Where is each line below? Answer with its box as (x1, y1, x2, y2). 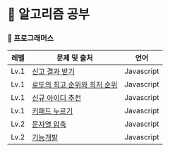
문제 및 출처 (56, 53, 93, 63)
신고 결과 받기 (31, 67, 75, 77)
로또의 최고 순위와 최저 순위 (31, 80, 118, 90)
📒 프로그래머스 (7, 33, 54, 43)
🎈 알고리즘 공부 (7, 6, 90, 23)
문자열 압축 (31, 120, 67, 129)
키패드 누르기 (31, 106, 73, 116)
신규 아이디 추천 (31, 93, 82, 103)
